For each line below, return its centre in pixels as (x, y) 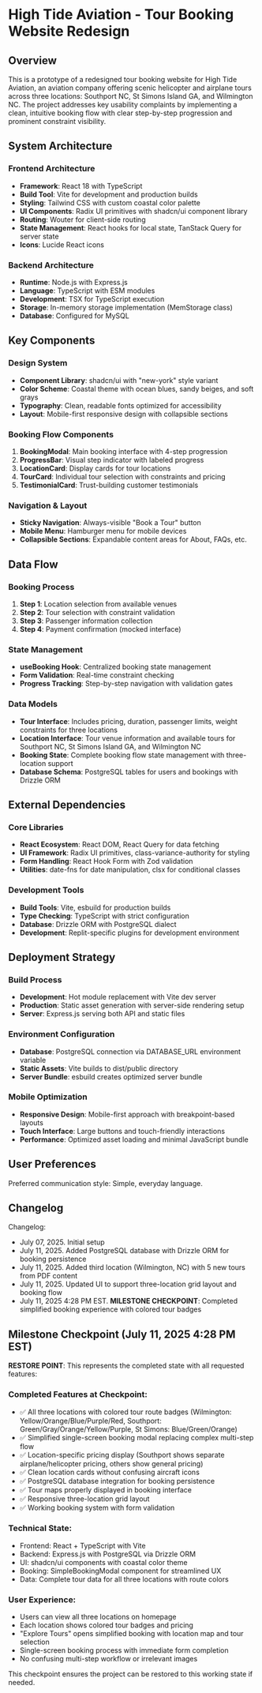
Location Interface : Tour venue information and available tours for (127, 738)
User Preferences (52, 1164)
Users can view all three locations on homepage (98, 1617)
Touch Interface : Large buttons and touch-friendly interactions (122, 1131)
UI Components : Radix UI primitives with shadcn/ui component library (133, 211)
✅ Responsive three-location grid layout (84, 1499)
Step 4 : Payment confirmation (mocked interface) (100, 629)
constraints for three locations (69, 730)
